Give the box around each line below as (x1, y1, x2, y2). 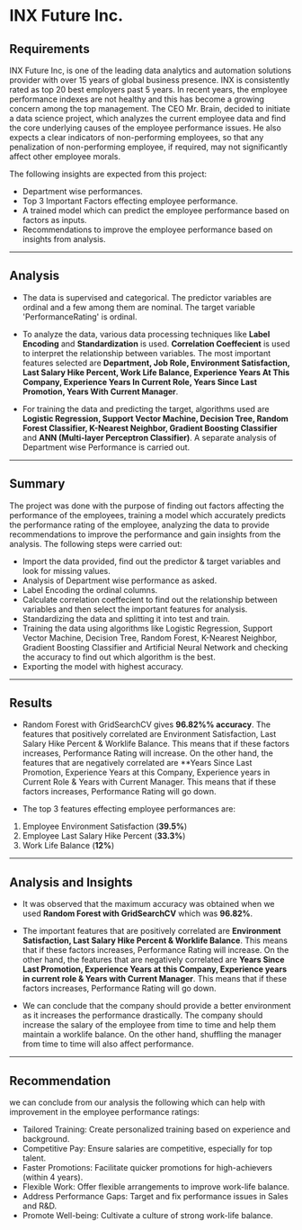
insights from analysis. (22, 234, 106, 244)
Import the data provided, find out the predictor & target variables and (22, 555, 281, 567)
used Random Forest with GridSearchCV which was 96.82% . (22, 908, 253, 919)
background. (22, 1134, 70, 1145)
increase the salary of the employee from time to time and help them (22, 1019, 277, 1030)
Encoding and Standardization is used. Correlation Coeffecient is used (22, 338, 290, 349)
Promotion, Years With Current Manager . (22, 386, 179, 397)
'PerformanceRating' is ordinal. (22, 311, 138, 322)
